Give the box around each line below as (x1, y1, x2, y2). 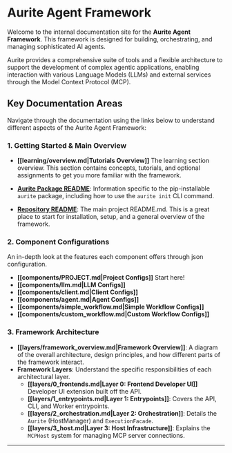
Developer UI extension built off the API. (27, 387, 142, 395)
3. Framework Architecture (7, 327, 99, 337)
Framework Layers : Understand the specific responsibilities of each (17, 365, 212, 374)
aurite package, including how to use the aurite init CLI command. (17, 192, 215, 200)
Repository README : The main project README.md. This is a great (17, 205, 210, 213)
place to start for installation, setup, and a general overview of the (17, 213, 205, 221)
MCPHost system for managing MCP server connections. (27, 431, 185, 439)
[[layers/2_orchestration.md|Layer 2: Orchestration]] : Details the (27, 409, 217, 417)
